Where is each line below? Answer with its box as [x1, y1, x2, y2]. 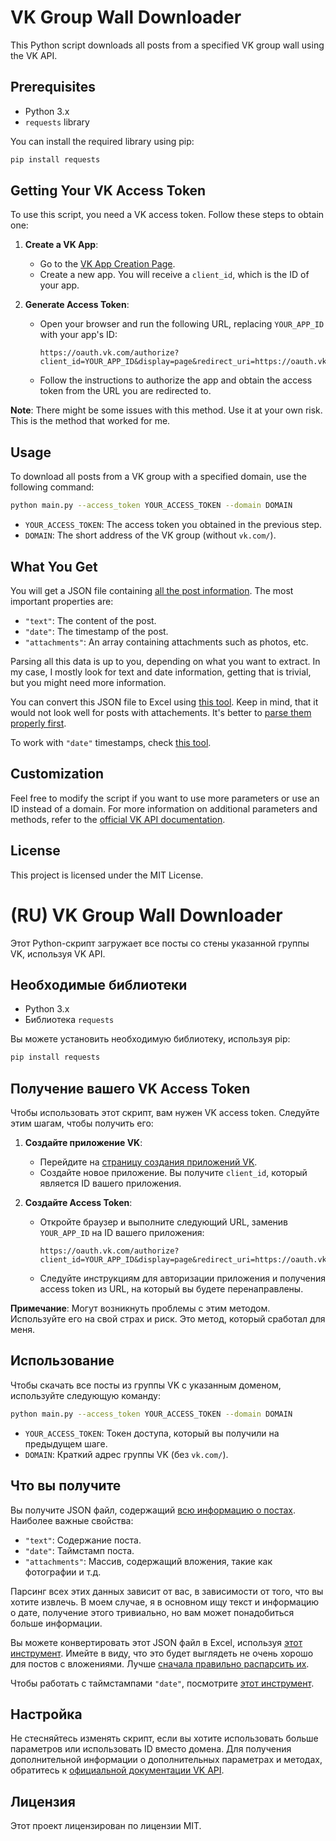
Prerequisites [10, 79, 96, 96]
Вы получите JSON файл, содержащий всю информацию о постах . [10, 1504, 296, 1516]
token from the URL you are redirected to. [39, 385, 212, 397]
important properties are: [10, 595, 114, 607]
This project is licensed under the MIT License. [10, 869, 204, 881]
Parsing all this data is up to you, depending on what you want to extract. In [10, 655, 321, 667]
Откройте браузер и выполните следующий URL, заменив [39, 1216, 289, 1228]
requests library [24, 116, 90, 128]
